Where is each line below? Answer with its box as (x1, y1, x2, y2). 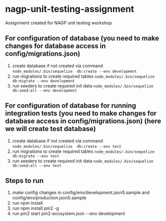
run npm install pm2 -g (12, 205, 59, 211)
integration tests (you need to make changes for (5, 109, 157, 118)
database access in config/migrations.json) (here (5, 117, 162, 126)
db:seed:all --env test (12, 163, 62, 168)
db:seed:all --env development (12, 88, 77, 93)
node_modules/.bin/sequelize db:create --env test (12, 144, 121, 149)
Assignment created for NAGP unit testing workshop (5, 20, 112, 26)
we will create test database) (5, 125, 96, 133)
